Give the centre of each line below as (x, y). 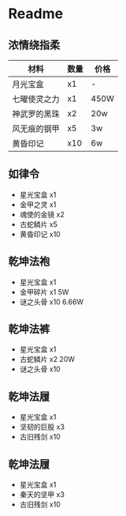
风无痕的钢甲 (36, 129)
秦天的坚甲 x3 (42, 495)
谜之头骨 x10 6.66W (52, 302)
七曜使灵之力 (36, 99)
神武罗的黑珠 (36, 114)
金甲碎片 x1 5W (44, 292)
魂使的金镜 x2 (42, 214)
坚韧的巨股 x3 (42, 427)
